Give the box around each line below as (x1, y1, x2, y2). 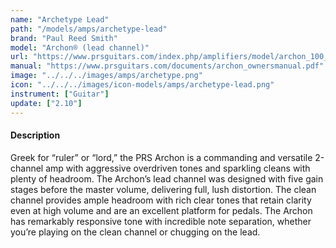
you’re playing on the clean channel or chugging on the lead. (10, 226, 261, 238)
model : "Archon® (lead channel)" (10, 42, 150, 53)
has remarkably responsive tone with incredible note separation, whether (10, 215, 312, 227)
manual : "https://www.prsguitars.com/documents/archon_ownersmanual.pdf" (10, 61, 325, 71)
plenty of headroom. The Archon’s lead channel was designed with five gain (10, 172, 324, 185)
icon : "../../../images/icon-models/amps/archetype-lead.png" (10, 80, 275, 90)
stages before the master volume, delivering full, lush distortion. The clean (10, 183, 317, 195)
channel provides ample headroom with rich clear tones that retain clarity (10, 194, 312, 206)
